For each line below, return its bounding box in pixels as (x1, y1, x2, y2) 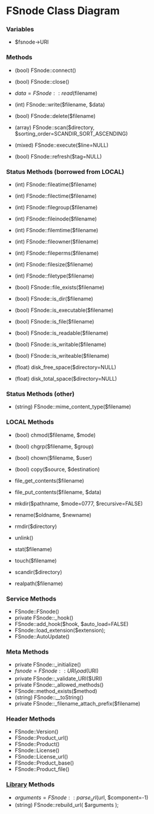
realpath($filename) (14, 579, 63, 587)
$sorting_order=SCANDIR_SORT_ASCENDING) (14, 130, 128, 137)
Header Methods (6, 714, 55, 723)
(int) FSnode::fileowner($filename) (14, 238, 99, 245)
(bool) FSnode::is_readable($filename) (14, 329, 109, 337)
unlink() (14, 534, 34, 541)
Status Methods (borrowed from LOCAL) (6, 167, 124, 176)
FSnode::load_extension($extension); (14, 627, 106, 634)
